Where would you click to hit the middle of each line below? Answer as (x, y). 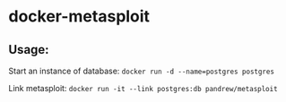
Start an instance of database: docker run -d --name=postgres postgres (142, 71)
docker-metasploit (79, 17)
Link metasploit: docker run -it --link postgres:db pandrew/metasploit (143, 88)
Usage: (29, 50)
